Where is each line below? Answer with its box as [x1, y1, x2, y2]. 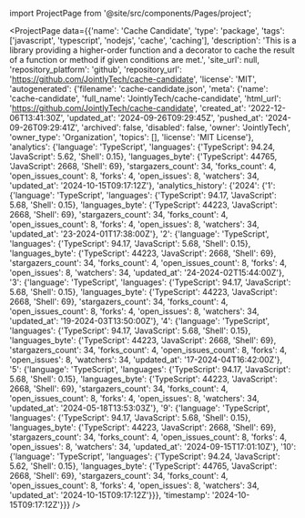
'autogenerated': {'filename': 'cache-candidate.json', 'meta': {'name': [9, 84, 269, 94]
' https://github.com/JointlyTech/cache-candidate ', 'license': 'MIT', [9, 74, 257, 85]
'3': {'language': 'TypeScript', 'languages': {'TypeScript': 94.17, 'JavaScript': [9, 277, 291, 288]
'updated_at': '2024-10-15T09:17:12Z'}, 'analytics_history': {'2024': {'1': [9, 180, 276, 190]
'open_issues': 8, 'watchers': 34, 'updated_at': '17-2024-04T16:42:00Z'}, [9, 354, 283, 365]
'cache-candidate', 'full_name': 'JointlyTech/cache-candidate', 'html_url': [9, 93, 282, 104]
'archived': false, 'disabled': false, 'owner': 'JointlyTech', [81, 122, 291, 133]
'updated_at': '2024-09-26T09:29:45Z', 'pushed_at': [66, 113, 264, 123]
